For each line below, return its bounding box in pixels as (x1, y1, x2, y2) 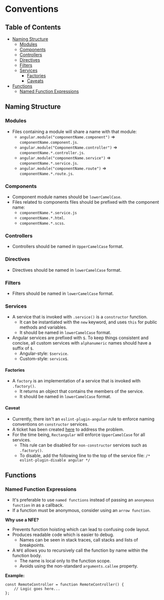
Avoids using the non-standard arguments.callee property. (19, 563, 138, 569)
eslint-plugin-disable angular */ (19, 458, 90, 463)
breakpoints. (19, 542, 45, 548)
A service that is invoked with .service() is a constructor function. (12, 314, 148, 320)
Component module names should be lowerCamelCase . (12, 193, 122, 200)
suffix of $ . (12, 346, 34, 351)
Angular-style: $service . (19, 350, 69, 356)
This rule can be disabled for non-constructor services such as (19, 442, 147, 448)
